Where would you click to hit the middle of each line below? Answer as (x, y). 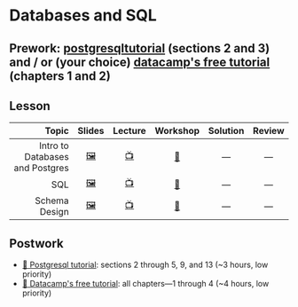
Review (268, 131)
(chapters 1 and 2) (60, 76)
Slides (91, 131)
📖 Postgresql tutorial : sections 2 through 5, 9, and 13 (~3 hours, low (145, 265)
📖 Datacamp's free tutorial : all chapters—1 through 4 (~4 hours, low (145, 284)
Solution (226, 131)
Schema (52, 201)
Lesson (30, 106)
